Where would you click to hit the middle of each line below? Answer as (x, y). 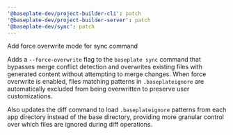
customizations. (30, 96)
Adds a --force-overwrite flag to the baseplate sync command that (104, 60)
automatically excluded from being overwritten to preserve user (98, 89)
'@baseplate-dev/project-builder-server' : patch (79, 20)
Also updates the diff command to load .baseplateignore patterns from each (117, 110)
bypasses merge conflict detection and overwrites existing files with (105, 67)
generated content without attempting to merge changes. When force (107, 74)
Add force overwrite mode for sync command (72, 46)
